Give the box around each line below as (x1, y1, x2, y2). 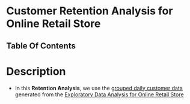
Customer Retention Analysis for (6, 4, 173, 18)
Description (6, 65, 66, 78)
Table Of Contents (6, 41, 76, 51)
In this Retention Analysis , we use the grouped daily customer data (14, 84, 183, 91)
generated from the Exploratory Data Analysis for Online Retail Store (14, 91, 185, 98)
